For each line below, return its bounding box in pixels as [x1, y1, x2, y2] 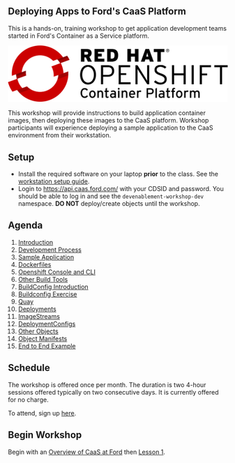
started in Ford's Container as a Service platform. [8, 31, 149, 40]
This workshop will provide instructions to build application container [8, 109, 206, 117]
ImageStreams [17, 312, 60, 320]
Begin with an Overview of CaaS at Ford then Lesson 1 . [8, 448, 166, 456]
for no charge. [8, 395, 49, 404]
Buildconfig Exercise [17, 289, 77, 298]
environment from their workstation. [8, 131, 112, 139]
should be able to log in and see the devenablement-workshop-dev [17, 192, 204, 201]
